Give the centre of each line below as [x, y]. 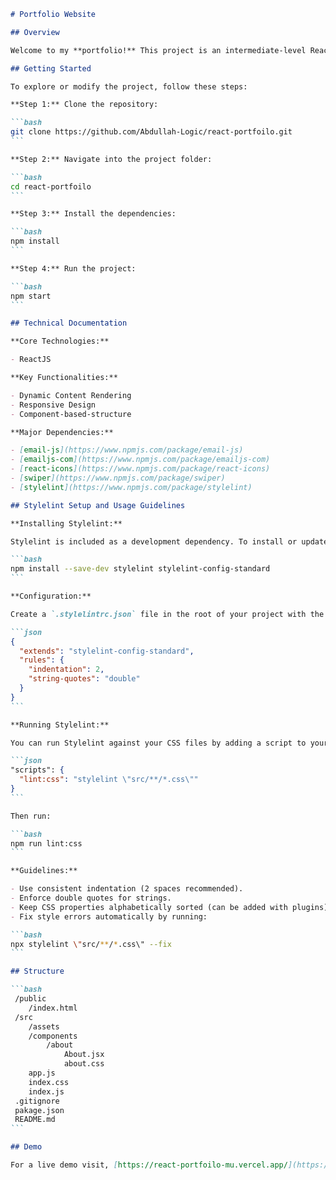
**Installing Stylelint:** [66, 523]
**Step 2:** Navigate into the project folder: [111, 159]
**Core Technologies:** [60, 341]
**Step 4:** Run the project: [73, 268]
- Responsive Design [53, 405]
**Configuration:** [51, 596]
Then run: [31, 816]
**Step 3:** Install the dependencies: [93, 214]
